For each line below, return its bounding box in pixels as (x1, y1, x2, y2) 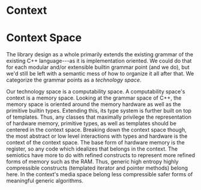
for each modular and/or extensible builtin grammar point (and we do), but (6, 64, 190, 71)
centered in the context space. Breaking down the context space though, (6, 126, 187, 134)
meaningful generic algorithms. (6, 177, 84, 185)
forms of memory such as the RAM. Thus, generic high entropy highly (6, 158, 179, 165)
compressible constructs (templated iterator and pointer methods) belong (6, 164, 188, 171)
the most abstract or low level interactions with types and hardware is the (6, 132, 188, 140)
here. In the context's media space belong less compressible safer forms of (6, 171, 193, 178)
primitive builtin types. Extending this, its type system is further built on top (6, 107, 192, 114)
